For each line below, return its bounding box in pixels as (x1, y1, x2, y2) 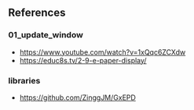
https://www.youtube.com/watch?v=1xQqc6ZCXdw (19, 47, 186, 57)
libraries (8, 75, 41, 86)
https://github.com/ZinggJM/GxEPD (19, 93, 136, 102)
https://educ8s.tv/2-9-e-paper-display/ (19, 55, 147, 65)
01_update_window (8, 30, 84, 41)
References (8, 6, 66, 20)
